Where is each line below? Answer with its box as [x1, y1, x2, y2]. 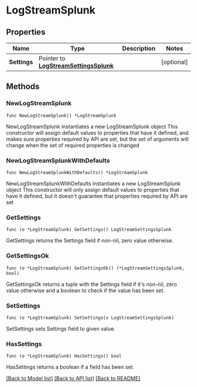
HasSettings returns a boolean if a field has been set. [6, 363, 135, 371]
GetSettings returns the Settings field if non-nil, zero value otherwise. [6, 237, 174, 244]
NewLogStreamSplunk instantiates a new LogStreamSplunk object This [6, 123, 178, 130]
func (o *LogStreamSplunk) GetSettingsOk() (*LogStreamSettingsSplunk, [6, 265, 185, 271]
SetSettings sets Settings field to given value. [6, 325, 116, 332]
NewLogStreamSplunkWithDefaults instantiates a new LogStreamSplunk [6, 180, 181, 187]
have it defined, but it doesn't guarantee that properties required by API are [6, 192, 188, 199]
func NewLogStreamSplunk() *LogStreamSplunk [6, 112, 117, 118]
